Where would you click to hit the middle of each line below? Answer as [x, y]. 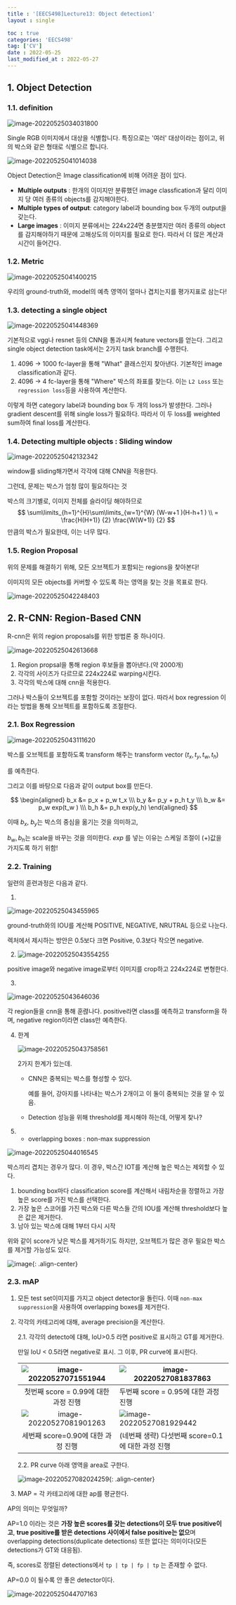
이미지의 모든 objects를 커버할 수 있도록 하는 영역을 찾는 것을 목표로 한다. [108, 582]
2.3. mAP [24, 1282]
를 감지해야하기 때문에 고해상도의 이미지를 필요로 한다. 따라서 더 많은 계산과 [120, 234]
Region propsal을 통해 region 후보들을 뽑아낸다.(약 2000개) [100, 664]
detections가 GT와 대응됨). [45, 1549]
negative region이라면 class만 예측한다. [72, 1020]
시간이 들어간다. [39, 243]
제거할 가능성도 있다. [43, 1249]
